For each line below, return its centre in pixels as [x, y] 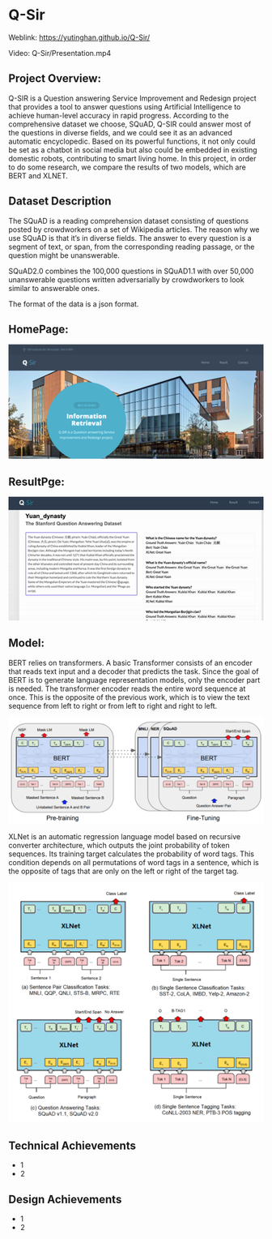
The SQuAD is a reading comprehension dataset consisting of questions [129, 221]
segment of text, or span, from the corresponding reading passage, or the [132, 247]
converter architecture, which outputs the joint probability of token [119, 846]
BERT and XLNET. [38, 175]
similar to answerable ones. [54, 288]
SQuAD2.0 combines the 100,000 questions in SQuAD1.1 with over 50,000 [131, 271]
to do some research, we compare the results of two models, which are [127, 167]
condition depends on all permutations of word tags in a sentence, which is [134, 863]
